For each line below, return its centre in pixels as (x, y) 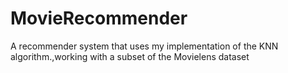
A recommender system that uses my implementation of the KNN (144, 46)
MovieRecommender (99, 18)
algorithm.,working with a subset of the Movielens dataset (130, 56)
